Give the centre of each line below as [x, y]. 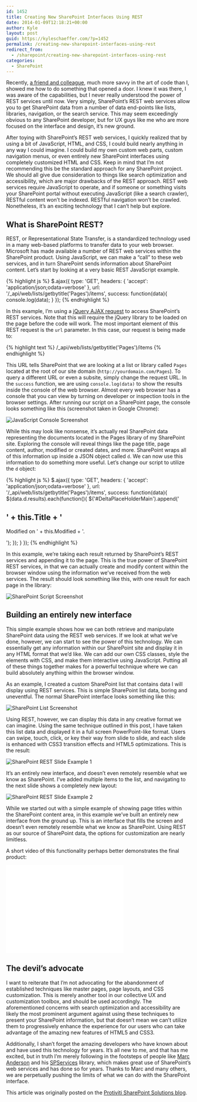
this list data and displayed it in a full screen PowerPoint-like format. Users [96, 732]
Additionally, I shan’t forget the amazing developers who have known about [97, 1043]
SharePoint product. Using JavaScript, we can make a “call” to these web [94, 257]
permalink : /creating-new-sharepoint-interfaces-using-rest [81, 45]
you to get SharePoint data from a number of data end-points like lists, [91, 108]
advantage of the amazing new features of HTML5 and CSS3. [80, 1032]
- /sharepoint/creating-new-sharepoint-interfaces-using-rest [89, 55]
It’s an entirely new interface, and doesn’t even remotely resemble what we [97, 773]
